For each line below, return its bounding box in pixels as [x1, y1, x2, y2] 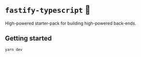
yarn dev [5, 47, 23, 52]
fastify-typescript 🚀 [5, 4, 91, 15]
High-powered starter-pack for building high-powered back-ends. [5, 20, 137, 26]
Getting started [5, 34, 52, 43]
